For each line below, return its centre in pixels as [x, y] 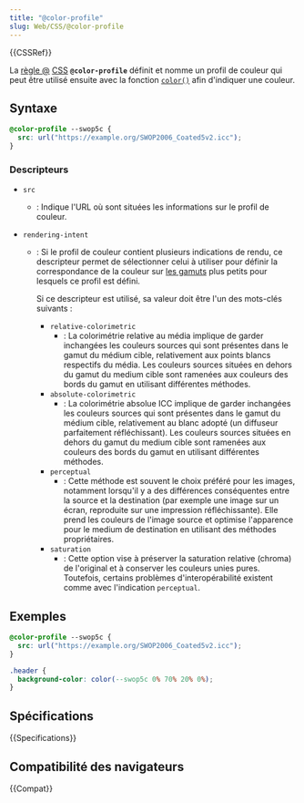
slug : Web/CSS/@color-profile [67, 26]
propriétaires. [89, 540]
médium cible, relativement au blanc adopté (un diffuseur [171, 423]
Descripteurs [39, 170]
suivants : [54, 309]
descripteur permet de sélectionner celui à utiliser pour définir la [157, 262]
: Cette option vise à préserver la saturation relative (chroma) [177, 559]
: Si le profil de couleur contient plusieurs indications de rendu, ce [160, 252]
